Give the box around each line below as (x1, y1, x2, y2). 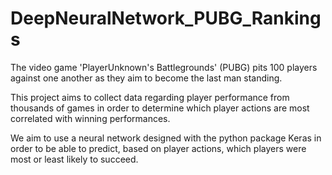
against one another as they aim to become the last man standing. (10, 72, 283, 84)
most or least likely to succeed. (10, 153, 139, 165)
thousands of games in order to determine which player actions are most (10, 102, 310, 114)
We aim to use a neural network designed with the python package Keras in (10, 132, 322, 144)
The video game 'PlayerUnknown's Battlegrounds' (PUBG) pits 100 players (10, 61, 318, 73)
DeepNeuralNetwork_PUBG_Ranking (10, 7, 322, 30)
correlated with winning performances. (10, 112, 171, 124)
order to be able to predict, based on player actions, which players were (10, 142, 307, 154)
